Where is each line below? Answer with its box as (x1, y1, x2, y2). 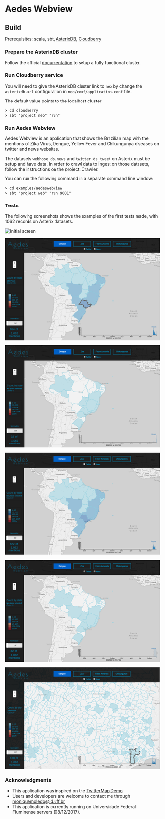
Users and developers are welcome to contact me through (12, 793, 131, 799)
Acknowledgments (5, 777, 52, 784)
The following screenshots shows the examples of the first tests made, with (5, 213, 158, 219)
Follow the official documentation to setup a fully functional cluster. (5, 60, 141, 66)
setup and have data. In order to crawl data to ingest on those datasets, (5, 161, 150, 167)
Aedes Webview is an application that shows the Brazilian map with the (5, 136, 149, 141)
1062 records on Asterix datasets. (5, 218, 74, 225)
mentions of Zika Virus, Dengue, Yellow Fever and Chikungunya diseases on (5, 140, 160, 146)
